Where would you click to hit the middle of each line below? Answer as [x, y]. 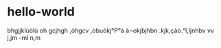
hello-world [41, 12]
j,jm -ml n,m [24, 37]
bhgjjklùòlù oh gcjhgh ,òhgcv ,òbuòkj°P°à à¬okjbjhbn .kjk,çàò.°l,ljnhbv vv [111, 30]
